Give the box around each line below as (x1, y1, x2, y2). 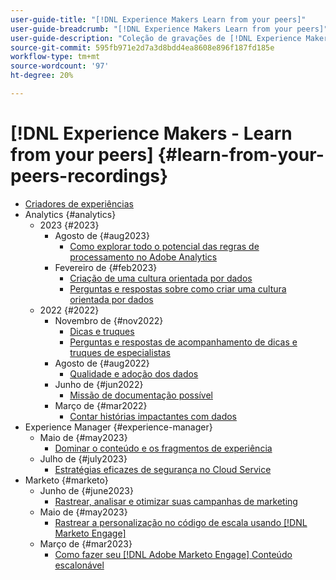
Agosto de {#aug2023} (54, 229, 150, 241)
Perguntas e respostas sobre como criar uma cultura (69, 282, 287, 295)
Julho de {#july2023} (39, 452, 128, 465)
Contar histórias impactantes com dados (69, 410, 238, 422)
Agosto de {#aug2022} (54, 357, 150, 369)
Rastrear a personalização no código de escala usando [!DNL (54, 516, 308, 528)
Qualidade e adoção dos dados (69, 367, 199, 380)
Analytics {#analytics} (24, 208, 117, 220)
